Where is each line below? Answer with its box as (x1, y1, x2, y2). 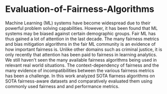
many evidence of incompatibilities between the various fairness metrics (5, 67, 155, 73)
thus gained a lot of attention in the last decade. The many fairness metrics (5, 36, 160, 42)
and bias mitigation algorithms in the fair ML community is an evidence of (5, 41, 156, 47)
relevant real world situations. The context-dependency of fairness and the (5, 62, 160, 68)
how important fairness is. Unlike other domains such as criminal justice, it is (5, 46, 163, 52)
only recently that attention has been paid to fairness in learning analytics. (5, 51, 158, 58)
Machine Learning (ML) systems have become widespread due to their (5, 20, 151, 26)
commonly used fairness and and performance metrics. (5, 83, 120, 89)
